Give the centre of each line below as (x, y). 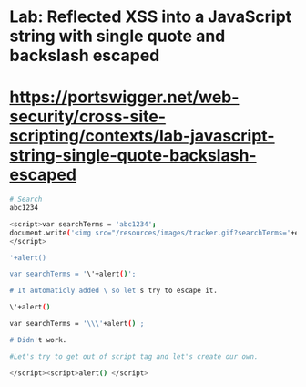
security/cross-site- (88, 117)
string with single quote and (117, 36)
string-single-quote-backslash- (133, 156)
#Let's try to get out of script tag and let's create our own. (134, 356)
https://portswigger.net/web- (124, 97)
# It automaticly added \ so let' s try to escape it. (114, 291)
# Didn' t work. (38, 340)
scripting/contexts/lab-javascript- (142, 136)
